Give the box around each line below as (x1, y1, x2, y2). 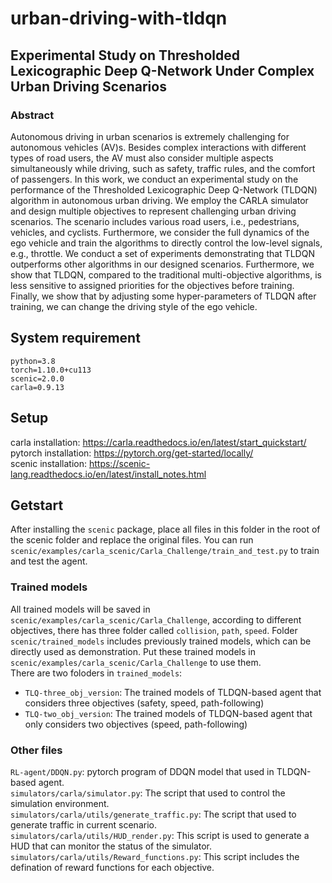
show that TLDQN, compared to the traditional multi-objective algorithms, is (10, 268, 322, 281)
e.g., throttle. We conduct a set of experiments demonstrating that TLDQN (10, 247, 315, 259)
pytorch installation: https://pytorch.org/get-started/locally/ (10, 447, 254, 459)
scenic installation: (10, 457, 88, 469)
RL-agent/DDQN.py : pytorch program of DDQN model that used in (10, 765, 275, 777)
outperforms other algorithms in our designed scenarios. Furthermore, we (10, 258, 315, 270)
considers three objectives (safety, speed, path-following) (24, 697, 265, 709)
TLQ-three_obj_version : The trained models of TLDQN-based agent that (24, 686, 322, 698)
